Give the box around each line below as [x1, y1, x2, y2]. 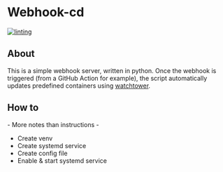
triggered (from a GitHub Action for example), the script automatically [7, 74, 208, 82]
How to [7, 102, 39, 114]
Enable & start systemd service [17, 156, 107, 165]
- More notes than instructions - [7, 120, 99, 128]
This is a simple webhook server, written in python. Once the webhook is [7, 66, 217, 74]
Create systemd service [17, 141, 87, 150]
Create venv [17, 134, 53, 143]
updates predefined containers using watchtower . [7, 81, 151, 90]
